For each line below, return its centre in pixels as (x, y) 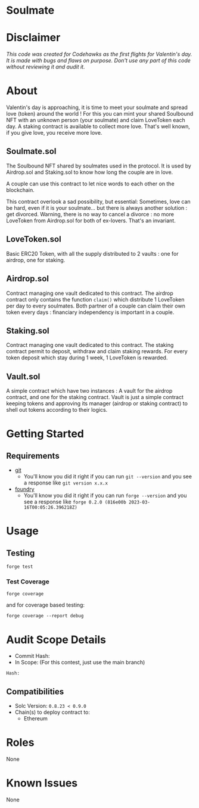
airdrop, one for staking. (36, 260)
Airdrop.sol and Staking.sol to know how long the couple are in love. (90, 172)
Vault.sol (23, 376)
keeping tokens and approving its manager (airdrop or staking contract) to (97, 403)
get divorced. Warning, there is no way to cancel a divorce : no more (90, 214)
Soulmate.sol (31, 152)
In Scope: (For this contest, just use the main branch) (80, 663)
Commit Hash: (32, 656)
